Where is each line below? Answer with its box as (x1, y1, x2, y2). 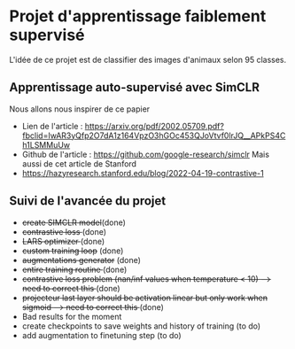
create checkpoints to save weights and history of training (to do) (21, 321, 261, 331)
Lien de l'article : (21, 120, 83, 131)
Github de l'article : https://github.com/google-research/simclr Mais (21, 149, 270, 159)
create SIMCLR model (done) (21, 217, 127, 228)
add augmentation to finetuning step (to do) (21, 330, 182, 340)
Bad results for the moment (21, 311, 122, 322)
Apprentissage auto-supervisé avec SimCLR (9, 80, 260, 95)
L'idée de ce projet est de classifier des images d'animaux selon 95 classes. (9, 54, 287, 65)
